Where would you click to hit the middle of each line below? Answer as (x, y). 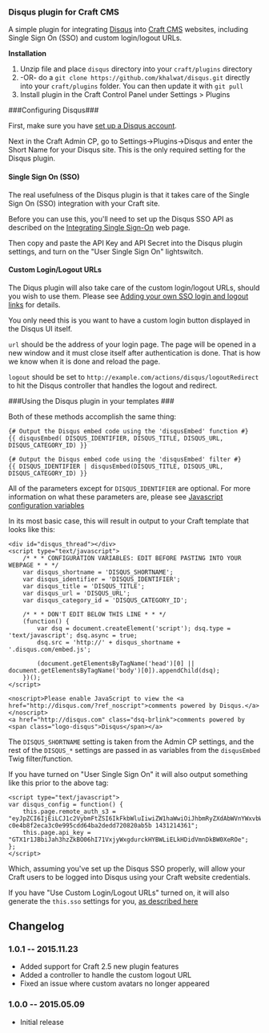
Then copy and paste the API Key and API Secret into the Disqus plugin (125, 242)
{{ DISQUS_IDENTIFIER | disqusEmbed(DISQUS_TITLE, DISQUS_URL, (116, 466)
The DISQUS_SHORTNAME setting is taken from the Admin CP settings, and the (131, 742)
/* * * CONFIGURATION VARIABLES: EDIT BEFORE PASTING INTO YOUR (132, 558)
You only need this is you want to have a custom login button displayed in (129, 320)
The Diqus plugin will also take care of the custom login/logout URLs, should (134, 287)
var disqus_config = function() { (66, 804)
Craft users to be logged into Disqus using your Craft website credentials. (129, 876)
